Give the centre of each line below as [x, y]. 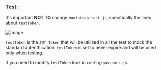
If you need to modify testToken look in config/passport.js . [67, 63]
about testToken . [23, 23]
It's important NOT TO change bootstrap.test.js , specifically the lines [78, 18]
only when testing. [24, 53]
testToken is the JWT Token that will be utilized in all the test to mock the [79, 42]
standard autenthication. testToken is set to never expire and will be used [81, 48]
